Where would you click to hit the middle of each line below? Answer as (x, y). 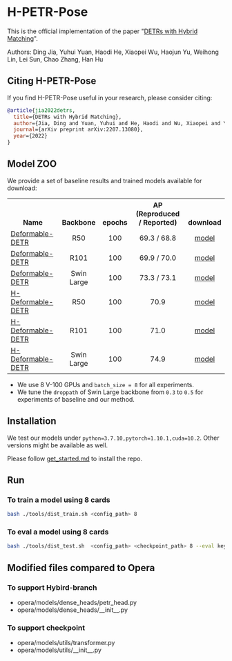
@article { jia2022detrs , (41, 110)
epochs (115, 222)
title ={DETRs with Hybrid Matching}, (68, 117)
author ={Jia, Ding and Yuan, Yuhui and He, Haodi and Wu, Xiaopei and (117, 123)
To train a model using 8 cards (59, 500)
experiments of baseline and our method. (76, 399)
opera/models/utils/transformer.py (66, 643)
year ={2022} (31, 136)
